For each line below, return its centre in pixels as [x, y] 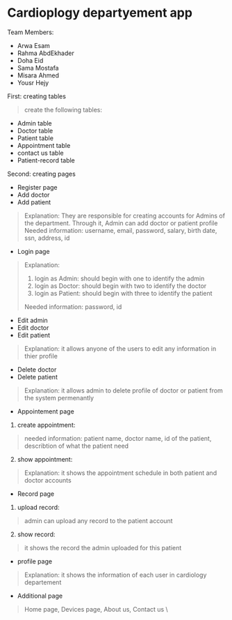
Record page [36, 494]
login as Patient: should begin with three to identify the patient [124, 293]
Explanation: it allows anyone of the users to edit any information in [120, 348]
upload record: [39, 507]
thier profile [41, 356]
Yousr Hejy [33, 82]
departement [43, 582]
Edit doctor [33, 327]
